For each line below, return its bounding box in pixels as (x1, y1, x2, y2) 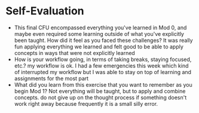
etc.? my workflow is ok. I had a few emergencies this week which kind (14, 62, 189, 69)
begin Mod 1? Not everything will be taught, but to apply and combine (14, 87, 186, 94)
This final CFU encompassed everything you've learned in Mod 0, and (14, 24, 187, 31)
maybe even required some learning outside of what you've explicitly (14, 30, 185, 37)
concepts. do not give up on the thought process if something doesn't (14, 94, 187, 101)
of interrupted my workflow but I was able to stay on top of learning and (14, 68, 192, 75)
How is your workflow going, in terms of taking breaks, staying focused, (14, 56, 192, 63)
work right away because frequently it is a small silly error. (14, 100, 158, 107)
